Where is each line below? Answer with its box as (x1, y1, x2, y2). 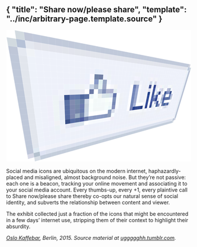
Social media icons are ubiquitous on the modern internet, (6, 167, 147, 174)
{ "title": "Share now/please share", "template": (6, 5, 187, 15)
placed (6, 174, 23, 181)
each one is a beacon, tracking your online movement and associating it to (6, 180, 188, 187)
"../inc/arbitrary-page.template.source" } (6, 14, 163, 24)
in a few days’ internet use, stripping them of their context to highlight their (6, 216, 189, 223)
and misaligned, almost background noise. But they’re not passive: (24, 174, 186, 181)
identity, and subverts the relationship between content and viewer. (6, 199, 170, 206)
